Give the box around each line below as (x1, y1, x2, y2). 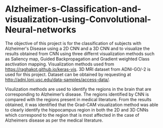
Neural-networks (5, 24, 77, 35)
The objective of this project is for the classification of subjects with (5, 40, 142, 46)
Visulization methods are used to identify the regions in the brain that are (5, 86, 152, 92)
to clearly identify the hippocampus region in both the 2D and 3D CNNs (5, 107, 149, 113)
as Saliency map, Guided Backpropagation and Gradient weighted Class (5, 56, 150, 62)
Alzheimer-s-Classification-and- (5, 3, 142, 15)
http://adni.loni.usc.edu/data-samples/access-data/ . (5, 77, 110, 83)
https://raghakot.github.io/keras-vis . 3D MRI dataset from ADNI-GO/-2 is (5, 66, 151, 72)
